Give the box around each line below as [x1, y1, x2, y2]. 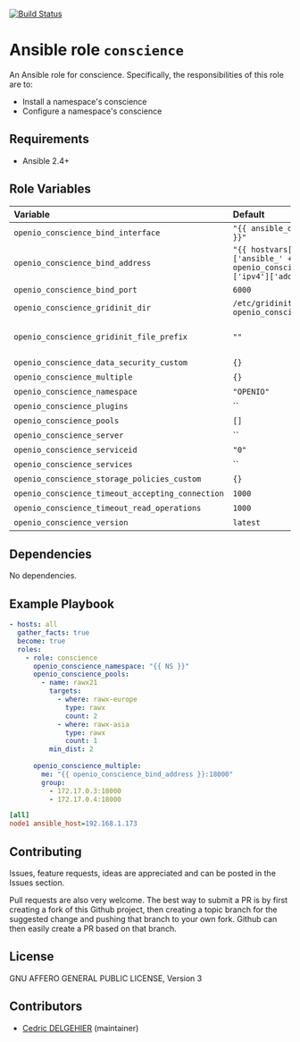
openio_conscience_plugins [13, 401, 129, 411]
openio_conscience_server [13, 430, 124, 440]
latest [232, 517, 261, 527]
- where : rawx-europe [56, 695, 138, 705]
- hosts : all [9, 620, 58, 629]
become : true [17, 636, 66, 645]
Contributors [9, 999, 83, 1014]
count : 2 [65, 712, 98, 721]
